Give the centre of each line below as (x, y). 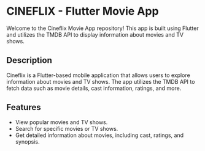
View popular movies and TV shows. (61, 122)
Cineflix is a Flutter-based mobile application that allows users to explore (98, 75)
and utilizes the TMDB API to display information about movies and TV (95, 34)
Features (24, 107)
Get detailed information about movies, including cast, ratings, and (99, 135)
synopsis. (27, 141)
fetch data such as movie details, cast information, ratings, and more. (94, 88)
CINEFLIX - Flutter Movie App (83, 11)
